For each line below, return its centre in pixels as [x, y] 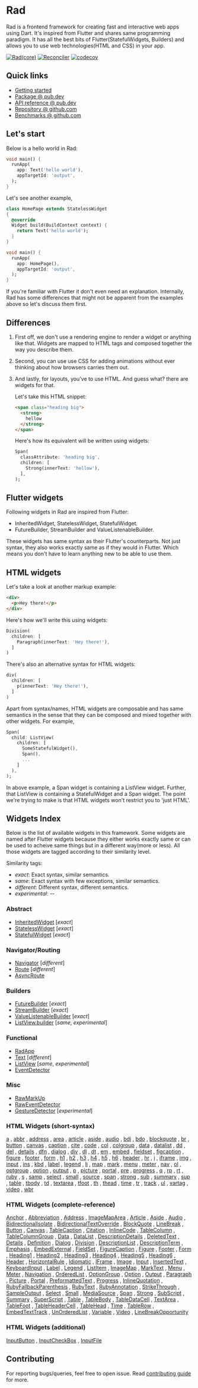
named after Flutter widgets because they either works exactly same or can [98, 839]
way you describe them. [44, 350]
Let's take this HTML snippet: [51, 397]
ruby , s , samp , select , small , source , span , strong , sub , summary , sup [98, 1177]
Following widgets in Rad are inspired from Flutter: [68, 512]
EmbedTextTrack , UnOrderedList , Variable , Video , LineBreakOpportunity [97, 1312]
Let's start [26, 134]
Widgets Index [33, 819]
